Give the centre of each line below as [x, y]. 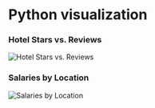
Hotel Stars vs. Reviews [55, 40]
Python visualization [78, 15]
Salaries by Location [49, 78]
